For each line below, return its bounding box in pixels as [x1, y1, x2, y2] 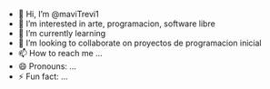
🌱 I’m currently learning [17, 28, 106, 38]
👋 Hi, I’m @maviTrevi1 [17, 9, 99, 19]
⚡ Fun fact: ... [17, 71, 68, 82]
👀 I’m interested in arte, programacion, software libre [17, 18, 215, 29]
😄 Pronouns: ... [17, 61, 77, 72]
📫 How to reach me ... [17, 48, 103, 58]
